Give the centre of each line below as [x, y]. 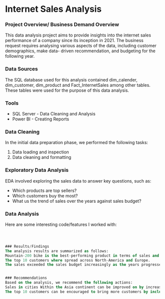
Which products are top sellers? [44, 190]
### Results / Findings [27, 246]
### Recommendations [26, 278]
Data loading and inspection [41, 152]
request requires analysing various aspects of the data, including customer [81, 46]
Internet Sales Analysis [54, 9]
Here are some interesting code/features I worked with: [61, 224]
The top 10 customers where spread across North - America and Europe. [78, 260]
